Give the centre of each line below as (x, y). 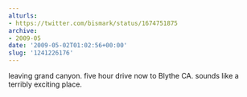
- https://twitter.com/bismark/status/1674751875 (93, 23)
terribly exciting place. (45, 84)
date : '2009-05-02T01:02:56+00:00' (68, 46)
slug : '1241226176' (41, 53)
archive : (23, 30)
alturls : (23, 16)
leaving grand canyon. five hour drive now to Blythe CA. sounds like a (123, 76)
